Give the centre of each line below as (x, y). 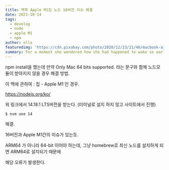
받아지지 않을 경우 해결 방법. (42, 73)
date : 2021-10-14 (23, 15)
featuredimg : (19, 47)
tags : (11, 19)
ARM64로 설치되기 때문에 (36, 151)
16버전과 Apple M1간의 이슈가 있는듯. (42, 134)
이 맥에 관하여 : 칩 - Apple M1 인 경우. (42, 84)
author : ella (19, 43)
